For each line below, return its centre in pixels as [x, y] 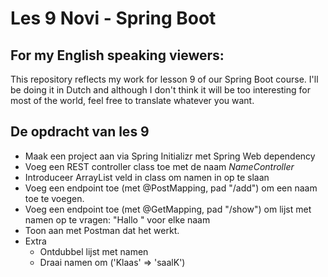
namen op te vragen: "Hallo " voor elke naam [117, 219]
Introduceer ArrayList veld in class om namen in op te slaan [147, 177]
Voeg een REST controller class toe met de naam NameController [159, 166]
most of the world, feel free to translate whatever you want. [132, 100]
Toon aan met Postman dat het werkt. [102, 230]
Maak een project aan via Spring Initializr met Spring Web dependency [170, 156]
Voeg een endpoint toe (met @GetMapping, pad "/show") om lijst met [168, 209]
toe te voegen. [54, 198]
